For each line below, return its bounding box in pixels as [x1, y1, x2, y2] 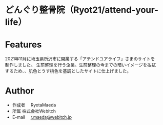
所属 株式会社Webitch [12, 108, 56, 114]
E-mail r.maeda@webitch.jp [12, 114, 72, 120]
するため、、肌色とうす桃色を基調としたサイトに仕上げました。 [5, 68, 131, 74]
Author [5, 86, 34, 96]
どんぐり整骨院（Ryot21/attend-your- [5, 4, 159, 16]
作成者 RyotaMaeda [12, 102, 56, 108]
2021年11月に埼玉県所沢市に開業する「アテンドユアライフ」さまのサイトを [5, 56, 155, 62]
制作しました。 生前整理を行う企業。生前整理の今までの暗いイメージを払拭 [5, 62, 156, 68]
